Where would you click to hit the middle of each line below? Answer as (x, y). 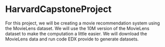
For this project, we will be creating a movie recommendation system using (82, 23)
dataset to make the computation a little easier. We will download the (76, 33)
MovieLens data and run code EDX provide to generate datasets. (72, 39)
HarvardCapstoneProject (58, 9)
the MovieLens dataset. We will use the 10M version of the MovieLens (77, 28)
